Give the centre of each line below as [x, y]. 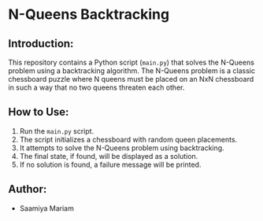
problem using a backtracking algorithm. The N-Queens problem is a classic [132, 71]
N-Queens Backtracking [89, 15]
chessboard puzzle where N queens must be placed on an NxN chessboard [131, 79]
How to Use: [39, 112]
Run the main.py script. [57, 131]
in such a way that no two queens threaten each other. [96, 87]
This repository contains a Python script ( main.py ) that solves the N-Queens [131, 62]
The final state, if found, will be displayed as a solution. [109, 156]
